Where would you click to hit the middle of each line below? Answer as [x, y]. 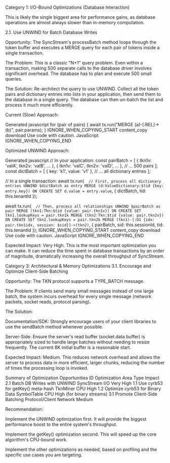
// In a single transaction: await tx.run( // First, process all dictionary [83, 181]
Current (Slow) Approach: [32, 115]
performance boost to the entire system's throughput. [61, 424]
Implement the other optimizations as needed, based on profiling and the [81, 449]
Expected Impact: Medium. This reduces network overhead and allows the [83, 357]
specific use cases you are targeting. [44, 455]
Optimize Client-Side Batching [37, 271]
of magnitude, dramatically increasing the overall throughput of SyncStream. [85, 256]
